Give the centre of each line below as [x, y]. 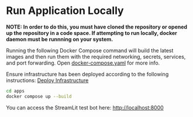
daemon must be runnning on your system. [60, 39]
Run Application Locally [65, 11]
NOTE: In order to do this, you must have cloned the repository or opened [97, 27]
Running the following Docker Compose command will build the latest [90, 50]
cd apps [15, 91]
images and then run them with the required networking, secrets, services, [96, 56]
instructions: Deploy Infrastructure [47, 80]
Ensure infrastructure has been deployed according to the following [87, 74]
